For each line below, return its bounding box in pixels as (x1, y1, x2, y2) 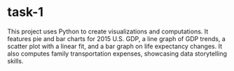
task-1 (7, 4, 44, 20)
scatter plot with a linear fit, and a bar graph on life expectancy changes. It (7, 42, 223, 50)
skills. (7, 56, 24, 65)
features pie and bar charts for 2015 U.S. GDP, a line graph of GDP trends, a (7, 34, 226, 42)
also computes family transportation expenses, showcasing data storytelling (7, 49, 228, 58)
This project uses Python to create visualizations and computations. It (7, 27, 209, 35)
